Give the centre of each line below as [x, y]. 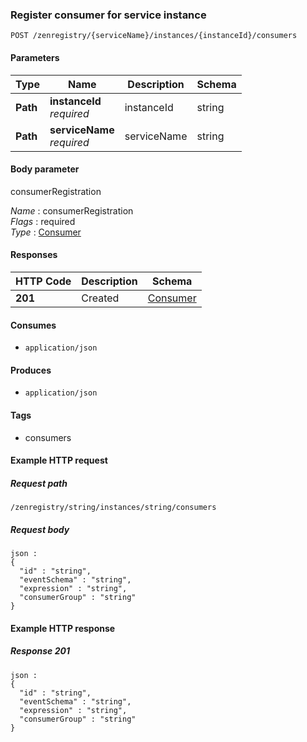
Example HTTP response [63, 628]
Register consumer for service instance [108, 15]
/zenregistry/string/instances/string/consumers [113, 508]
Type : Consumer [46, 232]
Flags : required [43, 221]
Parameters [35, 57]
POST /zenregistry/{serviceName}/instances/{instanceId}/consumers [154, 36]
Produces [31, 370]
